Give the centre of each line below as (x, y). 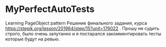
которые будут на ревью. (33, 39)
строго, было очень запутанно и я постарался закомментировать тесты (83, 33)
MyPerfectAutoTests (50, 9)
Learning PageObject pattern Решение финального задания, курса (76, 23)
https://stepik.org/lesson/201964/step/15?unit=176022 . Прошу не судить (82, 28)
